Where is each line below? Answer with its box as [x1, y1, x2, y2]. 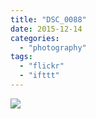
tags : [10, 52, 33, 62]
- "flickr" [19, 61, 65, 71]
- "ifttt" [19, 71, 60, 81]
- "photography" [19, 42, 87, 53]
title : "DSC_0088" [10, 14, 87, 25]
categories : [10, 33, 60, 43]
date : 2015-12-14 [10, 24, 83, 34]
